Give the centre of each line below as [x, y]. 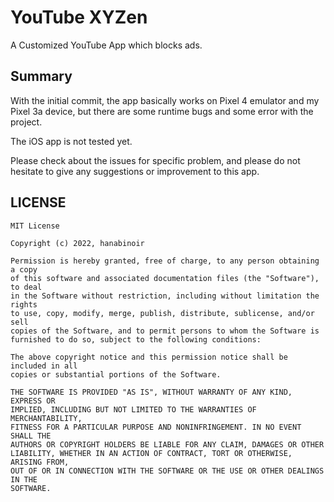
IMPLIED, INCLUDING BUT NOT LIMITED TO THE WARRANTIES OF [133, 409]
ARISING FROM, [40, 462]
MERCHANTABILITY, [46, 418]
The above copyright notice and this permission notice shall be [149, 357]
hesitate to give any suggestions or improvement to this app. [135, 171]
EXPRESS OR [33, 401]
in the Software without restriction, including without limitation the [165, 296]
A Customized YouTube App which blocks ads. [106, 45]
